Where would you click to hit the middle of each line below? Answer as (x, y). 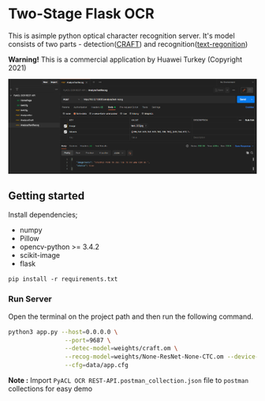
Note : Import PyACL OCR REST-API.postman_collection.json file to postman (129, 380)
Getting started (47, 196)
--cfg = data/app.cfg (96, 365)
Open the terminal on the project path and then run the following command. (131, 316)
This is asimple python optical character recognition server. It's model (121, 36)
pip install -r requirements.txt (63, 279)
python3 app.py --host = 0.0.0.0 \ (63, 332)
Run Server (30, 299)
